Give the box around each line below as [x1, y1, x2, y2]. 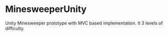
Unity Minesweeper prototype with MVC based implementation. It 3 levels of [5, 20, 163, 26]
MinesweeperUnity [5, 3, 87, 15]
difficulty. [5, 25, 25, 31]
